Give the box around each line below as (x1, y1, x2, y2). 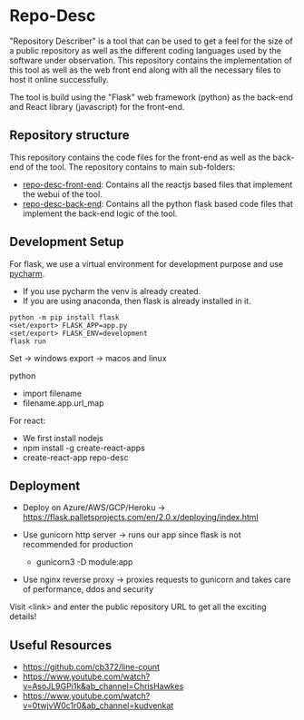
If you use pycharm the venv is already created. (22, 285, 201, 296)
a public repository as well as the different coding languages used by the (9, 44, 281, 55)
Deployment (9, 478, 81, 493)
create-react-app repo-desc (22, 451, 129, 463)
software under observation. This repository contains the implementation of (9, 54, 292, 65)
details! (9, 611, 37, 622)
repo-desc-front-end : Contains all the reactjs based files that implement (22, 179, 293, 190)
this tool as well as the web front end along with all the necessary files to (9, 64, 281, 75)
